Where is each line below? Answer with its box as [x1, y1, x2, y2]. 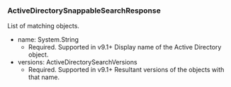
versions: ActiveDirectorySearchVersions [17, 58, 137, 66]
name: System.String [17, 35, 79, 44]
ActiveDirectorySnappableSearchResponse [7, 6, 161, 16]
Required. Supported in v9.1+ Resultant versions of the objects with [28, 66, 225, 74]
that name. [28, 73, 60, 81]
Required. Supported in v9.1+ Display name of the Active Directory [28, 43, 222, 52]
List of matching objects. [7, 22, 80, 30]
